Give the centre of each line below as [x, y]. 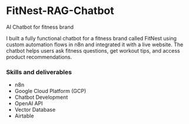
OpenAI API [29, 104]
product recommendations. [39, 57]
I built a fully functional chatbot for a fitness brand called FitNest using [91, 38]
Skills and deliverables [39, 72]
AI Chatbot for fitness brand [40, 27]
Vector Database [35, 110]
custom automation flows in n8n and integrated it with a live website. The [95, 44]
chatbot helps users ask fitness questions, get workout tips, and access [93, 50]
